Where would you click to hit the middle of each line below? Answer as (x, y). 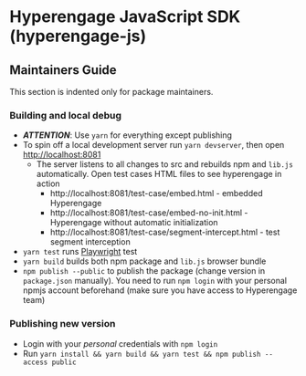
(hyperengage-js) (78, 36)
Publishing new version (63, 324)
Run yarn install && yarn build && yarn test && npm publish (142, 353)
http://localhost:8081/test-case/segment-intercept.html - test (165, 232)
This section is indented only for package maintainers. (111, 92)
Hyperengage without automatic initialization (134, 223)
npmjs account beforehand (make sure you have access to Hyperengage (160, 290)
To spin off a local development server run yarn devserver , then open (153, 145)
